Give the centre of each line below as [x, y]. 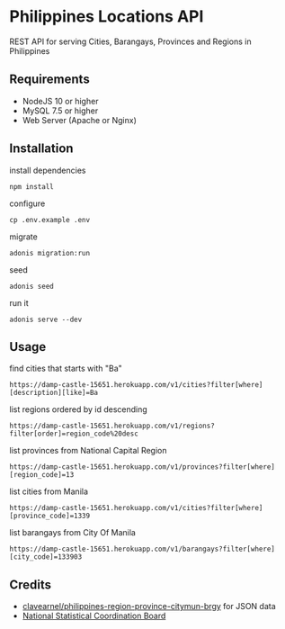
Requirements [49, 80]
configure [27, 203]
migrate [23, 237]
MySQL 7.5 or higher [60, 111]
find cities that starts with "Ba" [66, 368]
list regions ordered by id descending [79, 409]
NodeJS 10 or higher [60, 101]
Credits [31, 584]
